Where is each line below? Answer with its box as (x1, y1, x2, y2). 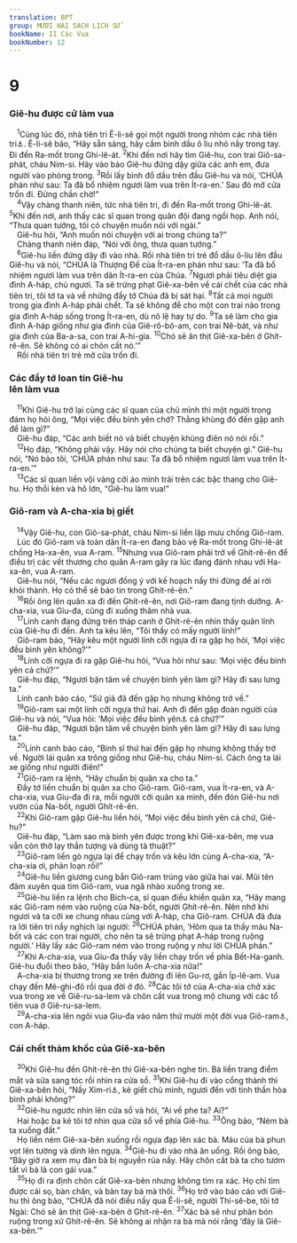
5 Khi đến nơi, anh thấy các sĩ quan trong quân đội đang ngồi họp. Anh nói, (9, 209, 279, 222)
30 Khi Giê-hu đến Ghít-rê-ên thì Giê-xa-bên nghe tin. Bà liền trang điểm (17, 1062, 278, 1074)
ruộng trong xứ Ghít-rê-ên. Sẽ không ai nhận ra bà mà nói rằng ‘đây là (9, 1215, 264, 1226)
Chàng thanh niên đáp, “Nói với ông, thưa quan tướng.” (17, 239, 217, 249)
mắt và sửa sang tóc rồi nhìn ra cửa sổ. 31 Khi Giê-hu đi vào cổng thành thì (9, 1074, 278, 1085)
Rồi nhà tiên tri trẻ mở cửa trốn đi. (17, 350, 139, 360)
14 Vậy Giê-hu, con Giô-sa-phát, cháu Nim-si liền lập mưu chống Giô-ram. (17, 525, 285, 538)
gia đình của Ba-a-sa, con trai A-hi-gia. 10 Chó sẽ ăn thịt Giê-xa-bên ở (9, 329, 262, 342)
